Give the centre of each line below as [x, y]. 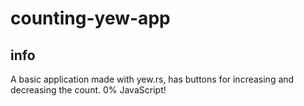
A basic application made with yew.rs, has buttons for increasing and [152, 79]
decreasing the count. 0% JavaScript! [88, 90]
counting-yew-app [90, 18]
